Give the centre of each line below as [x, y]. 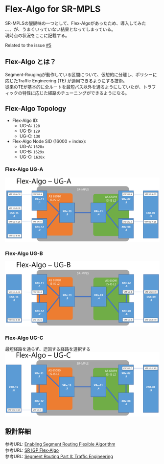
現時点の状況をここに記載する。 [37, 35]
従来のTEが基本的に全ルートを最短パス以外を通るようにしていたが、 [74, 87]
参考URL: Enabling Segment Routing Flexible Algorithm [60, 444]
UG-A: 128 [30, 125]
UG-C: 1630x [32, 157]
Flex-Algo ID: [25, 120]
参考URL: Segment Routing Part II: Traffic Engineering [59, 457]
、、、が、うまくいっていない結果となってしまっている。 [60, 29]
